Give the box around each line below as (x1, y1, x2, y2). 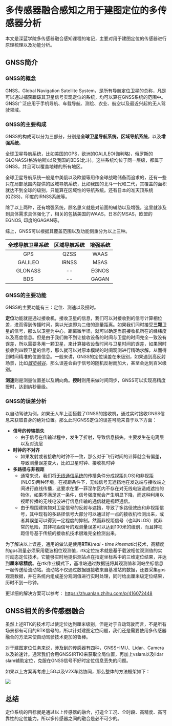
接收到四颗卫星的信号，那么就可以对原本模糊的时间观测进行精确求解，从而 (5, 347, 162, 353)
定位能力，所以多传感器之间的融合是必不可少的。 (18, 715, 122, 722)
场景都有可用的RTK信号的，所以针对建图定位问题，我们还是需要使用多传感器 (5, 628, 167, 634)
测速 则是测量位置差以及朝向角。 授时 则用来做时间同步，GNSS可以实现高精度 (5, 377, 166, 383)
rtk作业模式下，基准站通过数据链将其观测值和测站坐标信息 (40, 560, 164, 566)
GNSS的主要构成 (5, 121, 47, 128)
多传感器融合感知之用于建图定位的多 (5, 5, 158, 16)
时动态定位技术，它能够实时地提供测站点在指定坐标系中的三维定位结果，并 (5, 553, 162, 560)
